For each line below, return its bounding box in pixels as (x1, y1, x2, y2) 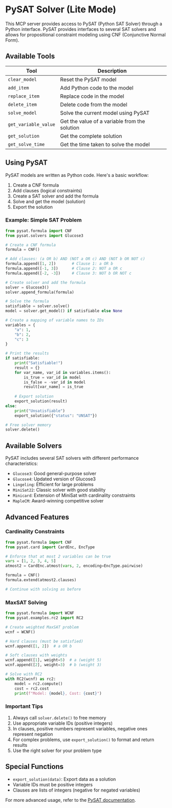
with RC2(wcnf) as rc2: (5, 676, 56, 681)
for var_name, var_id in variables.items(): (14, 370, 111, 375)
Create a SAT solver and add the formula (12, 193, 99, 199)
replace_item (8, 93, 40, 99)
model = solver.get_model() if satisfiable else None (5, 309, 123, 314)
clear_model (8, 76, 37, 82)
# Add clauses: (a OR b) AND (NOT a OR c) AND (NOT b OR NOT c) (5, 256, 145, 262)
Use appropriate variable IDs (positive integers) (12, 720, 113, 726)
